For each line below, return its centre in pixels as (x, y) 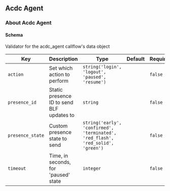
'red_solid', (98, 143)
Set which (61, 68)
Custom (58, 125)
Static (56, 89)
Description (63, 59)
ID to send (61, 102)
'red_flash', (98, 138)
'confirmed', (98, 128)
